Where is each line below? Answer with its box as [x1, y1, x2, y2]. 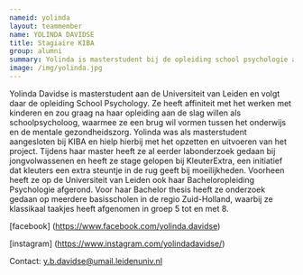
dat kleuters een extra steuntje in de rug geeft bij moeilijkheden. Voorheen [9, 164, 285, 176]
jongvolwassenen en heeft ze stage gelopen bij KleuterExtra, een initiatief [9, 155, 283, 166]
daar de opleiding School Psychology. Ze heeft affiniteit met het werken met [9, 97, 291, 108]
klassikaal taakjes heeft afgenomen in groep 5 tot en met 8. [9, 203, 229, 214]
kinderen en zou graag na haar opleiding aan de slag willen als [9, 107, 242, 118]
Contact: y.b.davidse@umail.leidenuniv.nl [9, 255, 163, 266]
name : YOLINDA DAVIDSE [9, 30, 95, 39]
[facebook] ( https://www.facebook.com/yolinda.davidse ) [9, 220, 221, 231]
